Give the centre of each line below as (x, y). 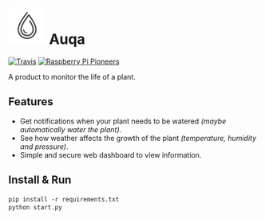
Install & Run (40, 180)
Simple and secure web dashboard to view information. (111, 154)
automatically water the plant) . (71, 129)
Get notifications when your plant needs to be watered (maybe (123, 121)
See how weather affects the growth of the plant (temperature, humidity (138, 138)
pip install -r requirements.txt (64, 199)
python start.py (35, 207)
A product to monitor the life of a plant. (72, 76)
